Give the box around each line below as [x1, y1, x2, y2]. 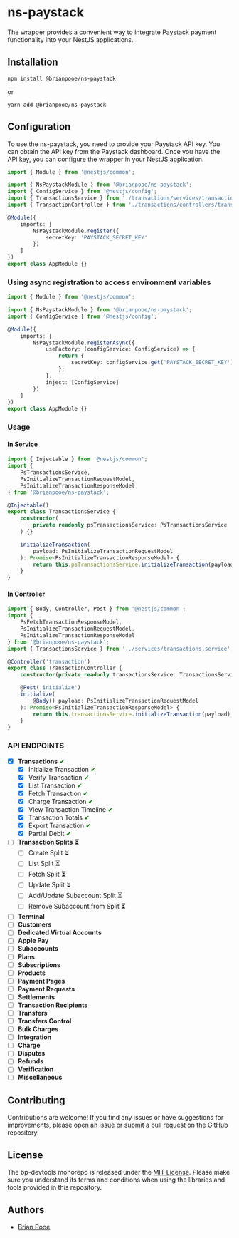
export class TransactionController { [7, 664, 122, 672]
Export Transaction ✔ [28, 821, 91, 830]
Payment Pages [17, 976, 65, 985]
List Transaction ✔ [28, 781, 83, 790]
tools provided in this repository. [7, 1183, 102, 1192]
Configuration [7, 120, 71, 133]
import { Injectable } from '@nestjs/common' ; [7, 455, 148, 463]
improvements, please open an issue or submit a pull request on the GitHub [7, 1120, 228, 1130]
